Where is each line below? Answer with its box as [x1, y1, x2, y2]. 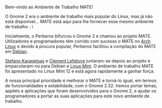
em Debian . [5, 48, 28, 54]
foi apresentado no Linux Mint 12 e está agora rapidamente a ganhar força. [5, 68, 155, 74]
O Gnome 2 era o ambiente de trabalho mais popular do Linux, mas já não [5, 14, 153, 19]
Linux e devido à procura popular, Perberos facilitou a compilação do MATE [5, 44, 157, 49]
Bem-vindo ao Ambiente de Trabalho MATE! [5, 4, 93, 10]
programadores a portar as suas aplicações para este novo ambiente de [5, 93, 150, 99]
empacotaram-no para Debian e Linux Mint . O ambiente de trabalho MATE [5, 63, 154, 69]
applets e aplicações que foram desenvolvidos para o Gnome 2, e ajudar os [5, 88, 157, 93]
